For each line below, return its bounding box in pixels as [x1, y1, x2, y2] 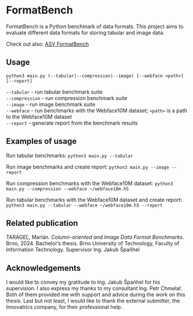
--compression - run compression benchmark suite [6, 94, 128, 101]
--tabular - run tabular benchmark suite [6, 88, 103, 95]
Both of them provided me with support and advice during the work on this [6, 291, 185, 298]
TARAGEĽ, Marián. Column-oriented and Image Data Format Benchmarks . [6, 233, 185, 241]
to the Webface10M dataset [6, 113, 72, 120]
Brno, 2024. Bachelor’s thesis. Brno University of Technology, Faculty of [6, 240, 180, 247]
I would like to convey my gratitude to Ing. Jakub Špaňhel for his [6, 279, 160, 286]
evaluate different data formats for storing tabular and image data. [6, 29, 165, 36]
